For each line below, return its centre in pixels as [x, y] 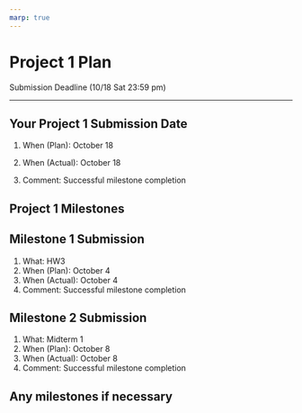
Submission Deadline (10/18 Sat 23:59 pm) [88, 87]
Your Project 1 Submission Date [98, 124]
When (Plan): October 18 [68, 146]
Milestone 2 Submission [78, 317]
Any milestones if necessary [91, 396]
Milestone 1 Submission [77, 239]
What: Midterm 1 [53, 339]
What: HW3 [44, 261]
